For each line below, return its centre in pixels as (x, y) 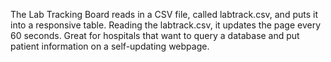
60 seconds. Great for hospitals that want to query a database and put (155, 35)
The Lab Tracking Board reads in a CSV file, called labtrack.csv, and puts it (164, 14)
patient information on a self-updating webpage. (110, 46)
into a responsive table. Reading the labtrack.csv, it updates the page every (166, 25)
